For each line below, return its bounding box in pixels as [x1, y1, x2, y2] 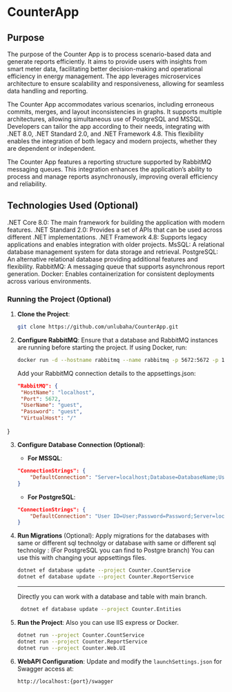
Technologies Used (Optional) [7, 200, 139, 212]
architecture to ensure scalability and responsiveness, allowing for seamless [7, 80, 224, 87]
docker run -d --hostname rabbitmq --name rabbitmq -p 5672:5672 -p [17, 356, 219, 363]
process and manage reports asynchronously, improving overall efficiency [7, 172, 218, 181]
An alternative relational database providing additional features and [7, 255, 198, 263]
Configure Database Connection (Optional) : [17, 441, 145, 449]
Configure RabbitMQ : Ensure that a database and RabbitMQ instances [17, 336, 219, 344]
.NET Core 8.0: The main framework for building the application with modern [7, 218, 225, 226]
